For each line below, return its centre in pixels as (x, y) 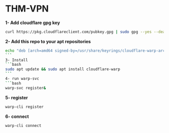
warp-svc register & (26, 88)
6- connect (17, 116)
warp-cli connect (23, 125)
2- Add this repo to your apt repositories (48, 41)
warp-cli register (24, 107)
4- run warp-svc (22, 79)
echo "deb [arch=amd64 (29, 51)
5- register (17, 97)
